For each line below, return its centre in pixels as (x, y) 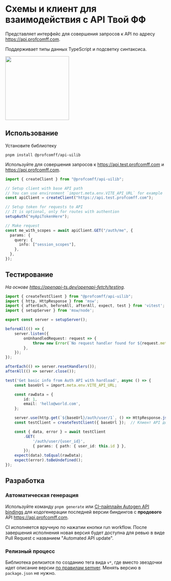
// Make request (22, 226)
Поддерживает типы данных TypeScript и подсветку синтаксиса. (76, 49)
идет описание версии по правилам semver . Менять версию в (73, 567)
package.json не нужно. (31, 573)
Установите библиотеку (31, 145)
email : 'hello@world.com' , (52, 404)
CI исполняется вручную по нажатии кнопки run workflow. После (76, 527)
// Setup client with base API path (44, 188)
